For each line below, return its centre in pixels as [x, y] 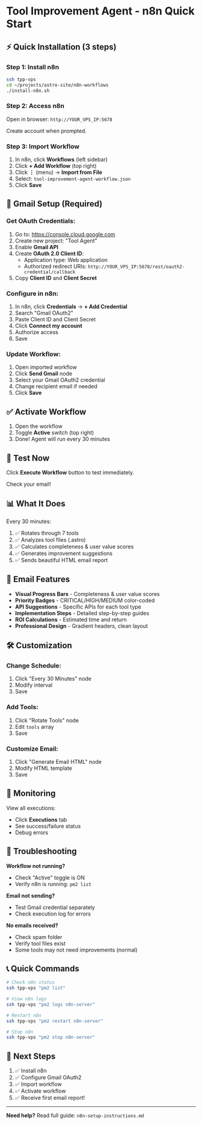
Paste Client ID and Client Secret [55, 320]
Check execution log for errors [53, 914]
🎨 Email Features [38, 579]
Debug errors [32, 832]
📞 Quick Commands [43, 968]
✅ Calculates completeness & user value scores [74, 547]
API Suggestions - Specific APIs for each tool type [78, 607]
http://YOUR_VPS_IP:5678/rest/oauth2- [136, 267]
